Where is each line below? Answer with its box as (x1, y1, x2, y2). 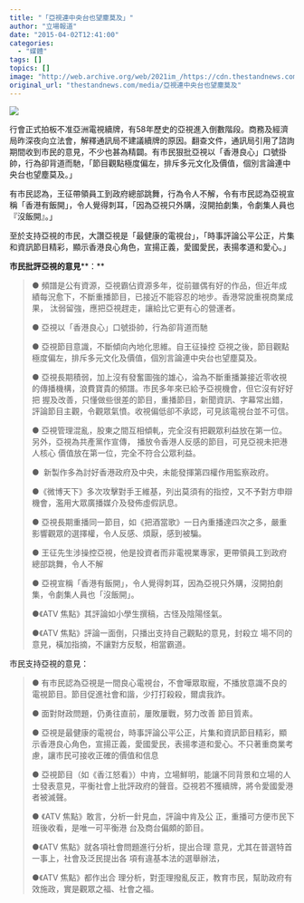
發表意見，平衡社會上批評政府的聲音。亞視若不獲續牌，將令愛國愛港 (39, 780, 294, 791)
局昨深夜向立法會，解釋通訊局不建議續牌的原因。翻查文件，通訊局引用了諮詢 (9, 135, 295, 146)
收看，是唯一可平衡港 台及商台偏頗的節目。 (47, 821, 209, 833)
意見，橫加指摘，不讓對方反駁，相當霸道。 (31, 639, 191, 649)
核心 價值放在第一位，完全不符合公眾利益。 (39, 447, 201, 458)
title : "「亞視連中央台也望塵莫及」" (9, 13, 134, 23)
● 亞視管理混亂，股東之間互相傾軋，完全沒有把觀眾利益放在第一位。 (31, 425, 288, 436)
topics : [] (9, 64, 51, 73)
